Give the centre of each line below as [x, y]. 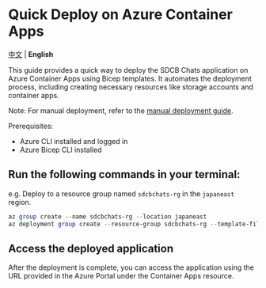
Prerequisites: [31, 126]
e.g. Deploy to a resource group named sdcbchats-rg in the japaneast [122, 193]
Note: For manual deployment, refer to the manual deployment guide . [121, 110]
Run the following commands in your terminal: [124, 174]
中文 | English [31, 54]
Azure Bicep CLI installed [61, 150]
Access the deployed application [91, 248]
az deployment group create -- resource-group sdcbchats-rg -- [113, 224]
